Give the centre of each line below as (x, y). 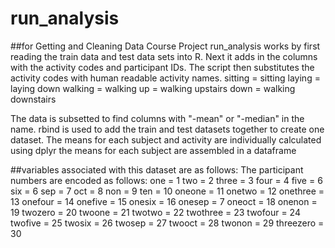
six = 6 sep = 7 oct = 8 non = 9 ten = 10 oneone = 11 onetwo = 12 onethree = (167, 191)
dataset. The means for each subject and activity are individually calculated (166, 139)
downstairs (33, 99)
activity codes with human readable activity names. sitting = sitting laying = (165, 78)
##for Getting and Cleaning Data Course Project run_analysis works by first (165, 46)
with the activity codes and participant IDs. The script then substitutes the (162, 67)
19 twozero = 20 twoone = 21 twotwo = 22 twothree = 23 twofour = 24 (155, 212)
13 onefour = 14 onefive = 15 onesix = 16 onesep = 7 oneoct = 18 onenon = (164, 201)
